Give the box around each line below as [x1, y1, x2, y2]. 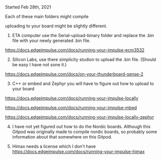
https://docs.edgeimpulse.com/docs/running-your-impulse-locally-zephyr [5, 114, 154, 120]
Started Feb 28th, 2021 [5, 4, 51, 10]
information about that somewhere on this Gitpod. [12, 134, 112, 139]
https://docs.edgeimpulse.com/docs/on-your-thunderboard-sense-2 [5, 71, 144, 77]
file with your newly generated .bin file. [12, 38, 91, 43]
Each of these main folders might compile [5, 14, 89, 19]
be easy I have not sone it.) [12, 62, 67, 67]
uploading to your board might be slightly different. [5, 23, 107, 29]
